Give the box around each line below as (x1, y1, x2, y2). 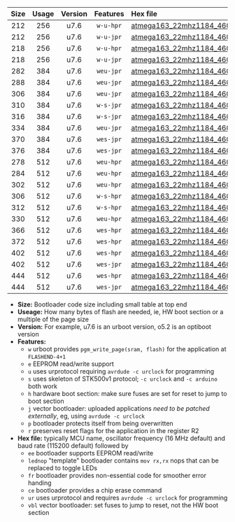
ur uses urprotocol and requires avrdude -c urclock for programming (27, 493, 228, 502)
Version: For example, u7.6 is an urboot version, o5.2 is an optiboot (17, 323, 212, 331)
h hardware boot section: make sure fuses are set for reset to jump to (27, 390, 227, 397)
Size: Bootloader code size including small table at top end (17, 300, 187, 309)
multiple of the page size (17, 315, 90, 323)
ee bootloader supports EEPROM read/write (27, 449, 154, 457)
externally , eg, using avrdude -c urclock (27, 412, 145, 420)
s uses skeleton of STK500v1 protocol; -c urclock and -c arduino (27, 374, 218, 383)
